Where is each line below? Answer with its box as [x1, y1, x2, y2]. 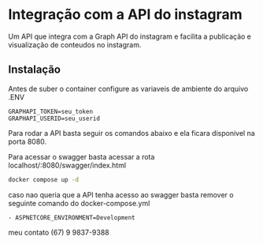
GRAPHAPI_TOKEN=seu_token [8, 107, 93, 115]
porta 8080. [8, 137, 47, 146]
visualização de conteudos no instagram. [8, 39, 142, 49]
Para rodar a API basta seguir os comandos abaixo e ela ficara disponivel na [8, 128, 256, 137]
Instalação [8, 63, 61, 77]
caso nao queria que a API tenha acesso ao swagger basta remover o [8, 190, 234, 199]
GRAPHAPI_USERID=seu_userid [8, 114, 101, 122]
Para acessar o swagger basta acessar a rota [8, 152, 155, 161]
